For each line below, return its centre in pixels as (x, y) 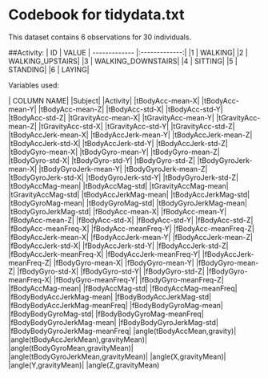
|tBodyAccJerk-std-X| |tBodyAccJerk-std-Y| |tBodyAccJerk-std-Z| (118, 143)
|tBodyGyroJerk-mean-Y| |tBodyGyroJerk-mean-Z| (123, 169)
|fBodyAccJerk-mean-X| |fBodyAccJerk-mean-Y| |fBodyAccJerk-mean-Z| (131, 237)
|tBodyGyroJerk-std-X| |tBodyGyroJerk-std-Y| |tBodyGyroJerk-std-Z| (123, 177)
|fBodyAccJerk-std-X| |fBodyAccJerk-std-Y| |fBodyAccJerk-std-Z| (118, 246)
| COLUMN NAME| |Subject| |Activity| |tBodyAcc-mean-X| (104, 100)
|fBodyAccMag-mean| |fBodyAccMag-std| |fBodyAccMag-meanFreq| (123, 288)
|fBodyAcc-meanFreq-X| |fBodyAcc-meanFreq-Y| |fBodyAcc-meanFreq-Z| (131, 228)
